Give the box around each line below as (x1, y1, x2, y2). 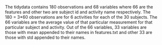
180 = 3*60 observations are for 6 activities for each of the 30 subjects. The (5, 14, 158, 20)
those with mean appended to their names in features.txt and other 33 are (5, 30, 152, 35)
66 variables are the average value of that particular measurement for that (5, 19, 153, 25)
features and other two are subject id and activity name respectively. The (5, 9, 151, 15)
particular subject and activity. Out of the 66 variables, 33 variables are (5, 24, 147, 30)
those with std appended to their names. (5, 34, 86, 40)
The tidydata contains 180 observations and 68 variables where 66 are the (5, 4, 153, 10)
